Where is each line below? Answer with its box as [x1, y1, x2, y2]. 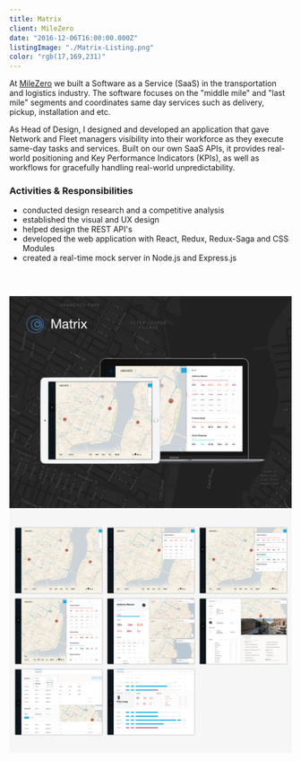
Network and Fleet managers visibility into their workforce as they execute [9, 134, 284, 144]
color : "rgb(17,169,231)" [9, 52, 106, 62]
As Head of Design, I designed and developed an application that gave [9, 124, 270, 135]
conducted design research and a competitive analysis [21, 205, 225, 215]
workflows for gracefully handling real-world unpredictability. [9, 162, 236, 173]
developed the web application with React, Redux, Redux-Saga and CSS [21, 233, 289, 244]
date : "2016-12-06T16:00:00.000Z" [9, 33, 139, 42]
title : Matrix [9, 14, 63, 23]
